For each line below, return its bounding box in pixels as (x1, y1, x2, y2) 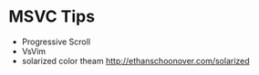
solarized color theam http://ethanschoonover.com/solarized (21, 55, 250, 66)
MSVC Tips (8, 6, 96, 27)
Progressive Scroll (21, 36, 91, 47)
